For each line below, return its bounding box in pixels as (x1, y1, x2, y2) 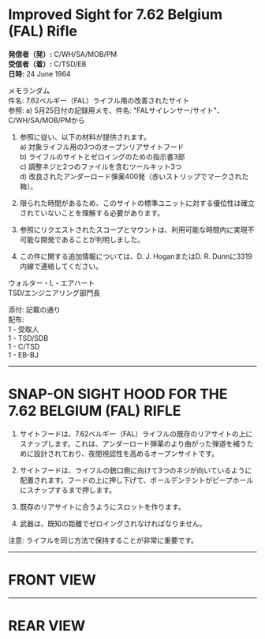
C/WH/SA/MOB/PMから (8, 115, 85, 125)
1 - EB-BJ (8, 349, 39, 360)
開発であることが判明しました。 (40, 234, 144, 244)
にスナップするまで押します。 (19, 485, 117, 495)
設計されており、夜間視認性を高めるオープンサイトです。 (33, 448, 219, 458)
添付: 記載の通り (8, 305, 61, 314)
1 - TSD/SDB (8, 333, 49, 342)
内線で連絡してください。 (19, 261, 103, 271)
